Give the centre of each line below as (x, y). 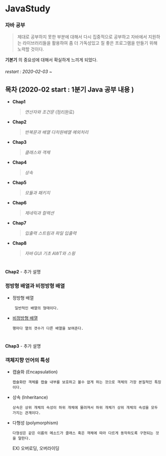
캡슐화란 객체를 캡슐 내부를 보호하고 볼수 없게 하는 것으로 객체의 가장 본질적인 (82, 382)
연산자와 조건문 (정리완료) (50, 112)
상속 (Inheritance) (30, 397)
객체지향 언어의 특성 (28, 360)
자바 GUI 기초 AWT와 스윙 (50, 254)
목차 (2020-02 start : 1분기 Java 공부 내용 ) (70, 89)
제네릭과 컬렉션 (39, 213)
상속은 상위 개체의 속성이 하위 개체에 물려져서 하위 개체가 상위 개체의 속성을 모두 (85, 408)
